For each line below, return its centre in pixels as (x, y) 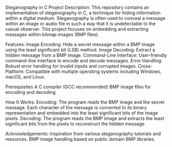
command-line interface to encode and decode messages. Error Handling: (84, 60)
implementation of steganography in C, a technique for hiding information (83, 13)
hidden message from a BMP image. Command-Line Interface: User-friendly (86, 55)
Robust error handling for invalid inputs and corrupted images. (71, 66)
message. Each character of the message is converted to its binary (76, 107)
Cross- (145, 66)
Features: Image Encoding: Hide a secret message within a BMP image (80, 44)
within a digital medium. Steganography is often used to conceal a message (85, 18)
